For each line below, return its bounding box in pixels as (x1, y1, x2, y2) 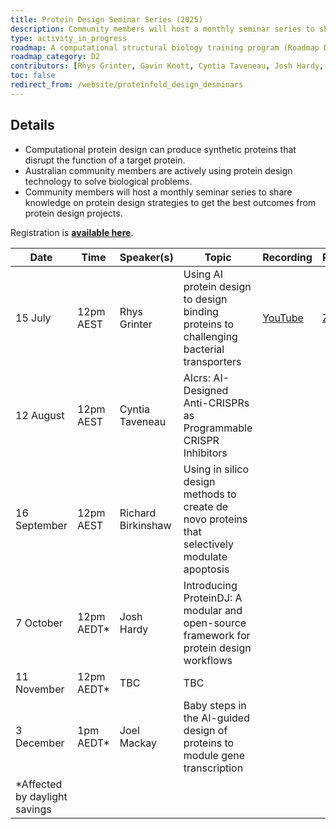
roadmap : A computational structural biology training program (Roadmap (10, 42, 320, 53)
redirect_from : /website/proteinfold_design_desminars (10, 80, 244, 90)
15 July (15, 311, 52, 325)
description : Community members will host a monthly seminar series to (10, 24, 315, 34)
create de (183, 499, 229, 513)
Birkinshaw (119, 518, 172, 532)
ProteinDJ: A (183, 591, 243, 605)
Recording (262, 250, 313, 264)
